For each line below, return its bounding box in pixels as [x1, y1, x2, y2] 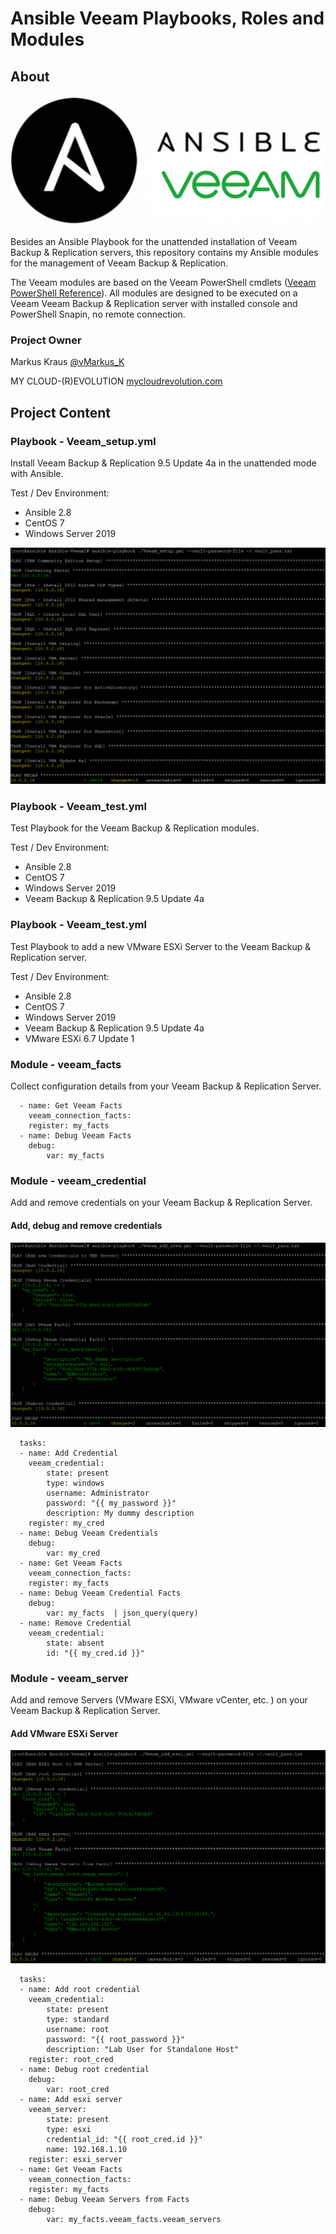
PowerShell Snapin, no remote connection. [10, 308, 186, 321]
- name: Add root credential [19, 1984, 141, 1994]
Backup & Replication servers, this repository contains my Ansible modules [10, 247, 319, 259]
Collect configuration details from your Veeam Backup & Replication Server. [10, 1080, 322, 1092]
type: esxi [46, 2124, 92, 2134]
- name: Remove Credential [19, 1618, 132, 1628]
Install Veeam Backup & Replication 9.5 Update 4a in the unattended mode [10, 457, 317, 469]
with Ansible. [10, 468, 64, 480]
